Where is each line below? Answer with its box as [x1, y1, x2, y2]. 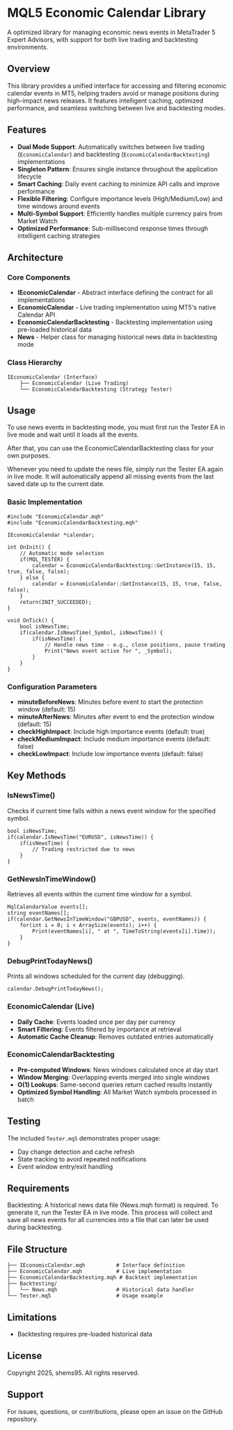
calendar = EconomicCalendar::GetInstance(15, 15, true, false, [32, 580, 223, 587]
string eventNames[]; [7, 909, 70, 917]
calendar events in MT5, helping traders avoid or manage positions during [7, 89, 219, 97]
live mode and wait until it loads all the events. [7, 430, 139, 439]
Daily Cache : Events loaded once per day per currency [17, 1017, 176, 1026]
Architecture [7, 251, 64, 263]
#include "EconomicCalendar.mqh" [7, 513, 104, 520]
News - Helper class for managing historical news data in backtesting [17, 333, 218, 341]
